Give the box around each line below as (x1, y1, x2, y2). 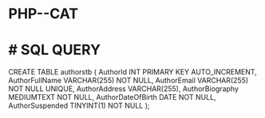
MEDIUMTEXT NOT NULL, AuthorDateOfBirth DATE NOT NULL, (8, 93, 217, 102)
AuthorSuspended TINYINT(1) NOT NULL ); (8, 101, 150, 111)
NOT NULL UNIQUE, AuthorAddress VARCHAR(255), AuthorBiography (8, 84, 239, 93)
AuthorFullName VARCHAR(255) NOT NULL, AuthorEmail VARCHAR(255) (8, 76, 249, 86)
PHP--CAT (8, 5, 78, 23)
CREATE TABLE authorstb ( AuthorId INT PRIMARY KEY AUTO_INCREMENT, (8, 67, 257, 77)
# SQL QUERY (8, 41, 101, 59)
